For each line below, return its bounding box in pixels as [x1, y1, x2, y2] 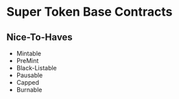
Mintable [16, 49, 42, 57]
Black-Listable [16, 64, 58, 72]
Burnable [16, 86, 43, 94]
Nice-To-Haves [6, 31, 73, 43]
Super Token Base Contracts [6, 4, 173, 20]
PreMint [16, 57, 39, 65]
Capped [16, 79, 39, 86]
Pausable [16, 71, 43, 79]
